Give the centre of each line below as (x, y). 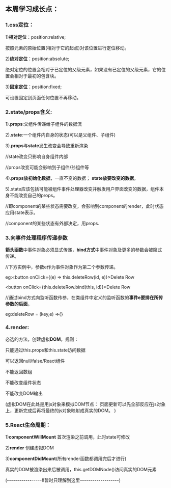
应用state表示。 (22, 212)
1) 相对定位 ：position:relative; (36, 37)
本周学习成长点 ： (32, 9)
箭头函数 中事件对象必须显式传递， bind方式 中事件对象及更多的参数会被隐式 (84, 250)
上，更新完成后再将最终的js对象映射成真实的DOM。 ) (61, 410)
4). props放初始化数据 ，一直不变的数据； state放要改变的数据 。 (72, 178)
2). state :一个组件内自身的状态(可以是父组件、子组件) (61, 134)
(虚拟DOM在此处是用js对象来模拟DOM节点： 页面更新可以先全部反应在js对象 (85, 404)
